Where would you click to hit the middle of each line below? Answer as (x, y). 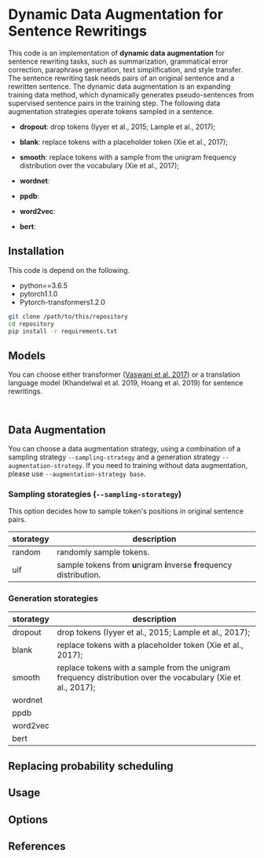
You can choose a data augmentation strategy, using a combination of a (125, 449)
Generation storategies (53, 598)
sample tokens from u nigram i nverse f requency (145, 565)
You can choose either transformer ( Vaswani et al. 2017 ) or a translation (125, 374)
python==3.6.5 (44, 285)
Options (28, 819)
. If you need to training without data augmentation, (165, 465)
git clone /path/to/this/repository (68, 316)
